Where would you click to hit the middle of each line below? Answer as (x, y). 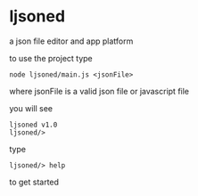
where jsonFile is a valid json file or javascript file (99, 91)
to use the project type (51, 58)
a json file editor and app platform (71, 41)
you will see (31, 108)
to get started (34, 182)
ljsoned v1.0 (33, 125)
